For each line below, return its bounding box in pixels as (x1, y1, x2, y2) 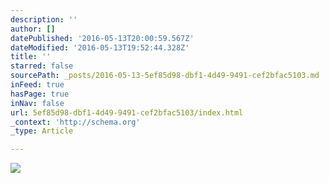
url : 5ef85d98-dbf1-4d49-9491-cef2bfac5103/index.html (10, 107, 244, 118)
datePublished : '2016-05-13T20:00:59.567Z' (10, 33, 195, 43)
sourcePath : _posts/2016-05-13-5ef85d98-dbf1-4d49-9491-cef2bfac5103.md (10, 71, 320, 81)
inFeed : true (10, 80, 65, 90)
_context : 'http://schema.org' (10, 117, 141, 127)
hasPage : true (10, 89, 70, 99)
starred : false (10, 61, 74, 71)
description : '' (10, 14, 78, 25)
